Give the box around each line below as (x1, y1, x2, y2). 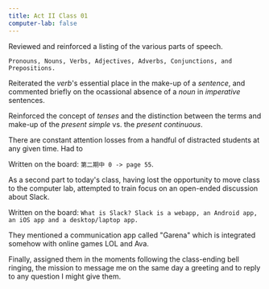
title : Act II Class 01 (8, 11, 89, 20)
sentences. (8, 95, 46, 105)
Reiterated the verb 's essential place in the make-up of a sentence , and (8, 78, 246, 88)
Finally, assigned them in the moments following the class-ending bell (8, 254, 240, 264)
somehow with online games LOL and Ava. (8, 238, 149, 248)
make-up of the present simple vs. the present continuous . (8, 119, 203, 129)
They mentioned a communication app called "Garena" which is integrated (8, 230, 256, 240)
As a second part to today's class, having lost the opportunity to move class (8, 175, 260, 184)
